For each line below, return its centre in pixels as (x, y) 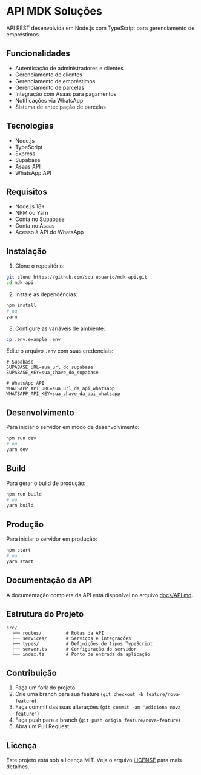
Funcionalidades (38, 54)
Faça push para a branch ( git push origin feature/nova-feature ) (97, 720)
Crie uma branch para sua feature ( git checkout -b (79, 694)
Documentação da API (49, 580)
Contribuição (32, 673)
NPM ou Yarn (31, 213)
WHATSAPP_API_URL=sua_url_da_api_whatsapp (61, 389)
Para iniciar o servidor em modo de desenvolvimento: (73, 427)
